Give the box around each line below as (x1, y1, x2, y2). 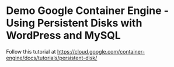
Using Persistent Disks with (6, 16, 142, 30)
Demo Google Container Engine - (6, 4, 169, 17)
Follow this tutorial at (6, 48, 57, 55)
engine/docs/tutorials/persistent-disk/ (6, 54, 98, 61)
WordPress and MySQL (6, 29, 121, 42)
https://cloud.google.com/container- (57, 48, 145, 55)
